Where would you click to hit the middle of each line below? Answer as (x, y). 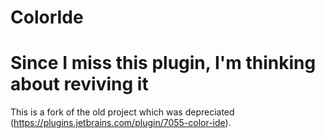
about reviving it (79, 84)
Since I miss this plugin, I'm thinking (163, 63)
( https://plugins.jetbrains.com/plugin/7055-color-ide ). (121, 123)
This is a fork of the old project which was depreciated (122, 112)
